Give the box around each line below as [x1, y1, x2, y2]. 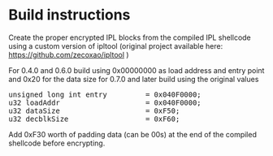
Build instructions [8, 6, 131, 24]
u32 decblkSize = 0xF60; [8, 114, 180, 123]
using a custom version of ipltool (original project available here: [8, 41, 223, 50]
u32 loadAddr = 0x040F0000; [8, 97, 201, 107]
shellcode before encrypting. [8, 138, 106, 148]
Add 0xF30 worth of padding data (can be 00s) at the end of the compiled [8, 129, 258, 139]
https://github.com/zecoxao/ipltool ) [8, 50, 129, 59]
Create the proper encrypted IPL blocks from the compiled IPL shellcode [8, 32, 252, 42]
